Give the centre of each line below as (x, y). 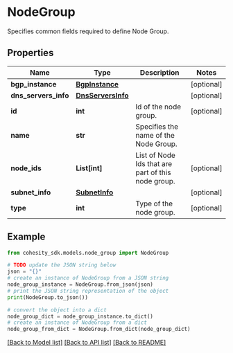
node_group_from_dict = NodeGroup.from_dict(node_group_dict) (99, 329)
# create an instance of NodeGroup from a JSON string (88, 278)
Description (159, 72)
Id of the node (158, 107)
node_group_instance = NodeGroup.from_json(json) (80, 284)
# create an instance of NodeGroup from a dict (77, 323)
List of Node (155, 155)
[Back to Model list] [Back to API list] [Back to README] (87, 343)
